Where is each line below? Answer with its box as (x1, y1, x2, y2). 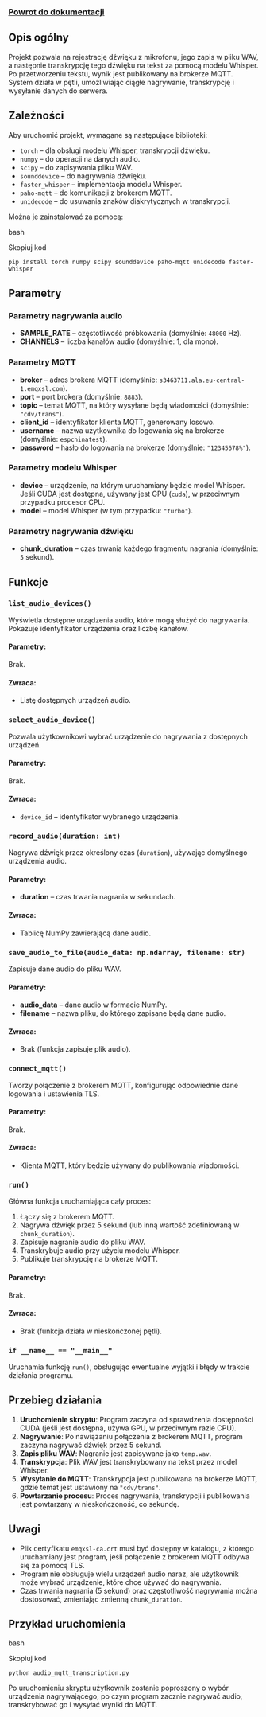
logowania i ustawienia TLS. (8, 1089, 100, 1098)
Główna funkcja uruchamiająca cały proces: (8, 1196, 152, 1206)
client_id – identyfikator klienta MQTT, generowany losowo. (19, 417, 216, 427)
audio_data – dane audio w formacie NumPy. (19, 1000, 168, 1009)
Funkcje (8, 576, 49, 589)
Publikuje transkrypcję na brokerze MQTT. (19, 1255, 159, 1264)
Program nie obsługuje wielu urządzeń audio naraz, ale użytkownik (19, 1569, 240, 1578)
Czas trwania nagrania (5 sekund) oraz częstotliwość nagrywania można (19, 1586, 258, 1595)
